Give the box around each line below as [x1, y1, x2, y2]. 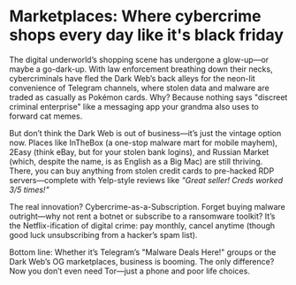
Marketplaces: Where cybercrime [9, 6, 262, 27]
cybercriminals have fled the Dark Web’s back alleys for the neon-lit [9, 73, 256, 83]
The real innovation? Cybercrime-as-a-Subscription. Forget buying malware [9, 201, 285, 212]
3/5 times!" [9, 184, 50, 195]
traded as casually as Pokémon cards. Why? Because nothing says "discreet [9, 91, 288, 103]
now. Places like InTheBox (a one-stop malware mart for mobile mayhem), [9, 137, 278, 148]
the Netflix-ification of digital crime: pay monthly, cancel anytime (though [9, 220, 276, 231]
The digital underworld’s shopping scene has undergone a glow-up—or [9, 54, 269, 65]
